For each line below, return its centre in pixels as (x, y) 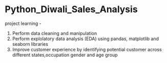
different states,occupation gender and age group (65, 55)
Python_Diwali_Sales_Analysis (71, 9)
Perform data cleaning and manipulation (55, 33)
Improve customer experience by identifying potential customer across (87, 49)
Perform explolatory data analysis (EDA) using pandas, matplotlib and (86, 39)
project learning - (23, 23)
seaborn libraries (30, 44)
